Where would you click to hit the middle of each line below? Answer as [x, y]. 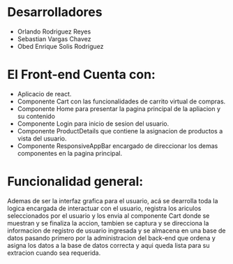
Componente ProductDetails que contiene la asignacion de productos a [120, 131]
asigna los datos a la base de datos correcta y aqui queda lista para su [109, 245]
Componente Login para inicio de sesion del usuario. [93, 124]
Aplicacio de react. [44, 94]
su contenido [36, 116]
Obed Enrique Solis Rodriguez [60, 46]
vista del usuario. [42, 138]
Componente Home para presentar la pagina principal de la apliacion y [119, 108]
